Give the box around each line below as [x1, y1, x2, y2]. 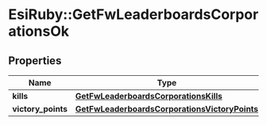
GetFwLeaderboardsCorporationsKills [75, 91, 222, 101]
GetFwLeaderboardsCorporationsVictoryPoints [75, 104, 259, 114]
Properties [8, 54, 62, 67]
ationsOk [8, 22, 70, 40]
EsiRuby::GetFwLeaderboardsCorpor [8, 6, 259, 24]
